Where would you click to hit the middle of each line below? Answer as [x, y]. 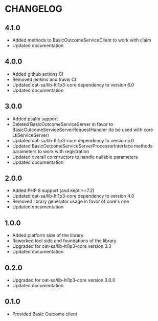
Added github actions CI [38, 74]
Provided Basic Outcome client [45, 314]
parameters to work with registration [51, 151]
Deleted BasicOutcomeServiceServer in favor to [63, 124]
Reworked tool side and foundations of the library [64, 241]
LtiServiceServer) [31, 135]
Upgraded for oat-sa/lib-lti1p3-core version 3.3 [62, 246]
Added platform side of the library [48, 236]
